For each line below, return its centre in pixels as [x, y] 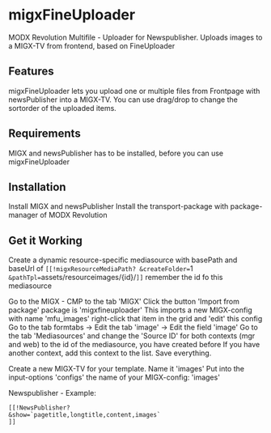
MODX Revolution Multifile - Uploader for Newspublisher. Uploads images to [135, 37]
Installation [37, 187]
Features [31, 72]
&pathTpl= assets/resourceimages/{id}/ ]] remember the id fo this [116, 278]
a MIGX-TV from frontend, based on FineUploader [92, 45]
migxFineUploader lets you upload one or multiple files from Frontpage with [134, 91]
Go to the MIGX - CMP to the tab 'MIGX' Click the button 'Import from [124, 302]
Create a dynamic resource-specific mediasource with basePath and [123, 260]
